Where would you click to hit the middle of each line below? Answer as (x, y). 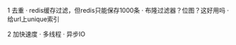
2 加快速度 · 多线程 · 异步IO (46, 34)
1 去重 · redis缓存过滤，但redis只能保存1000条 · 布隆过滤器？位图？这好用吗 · (118, 10)
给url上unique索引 (33, 19)
